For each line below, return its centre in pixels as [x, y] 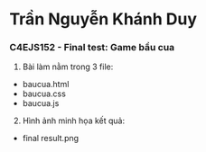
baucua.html [46, 85]
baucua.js [41, 103]
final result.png [51, 139]
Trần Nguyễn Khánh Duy [103, 19]
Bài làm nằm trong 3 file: [68, 67]
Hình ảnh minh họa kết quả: [73, 121]
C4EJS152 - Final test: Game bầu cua [92, 48]
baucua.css [44, 94]
